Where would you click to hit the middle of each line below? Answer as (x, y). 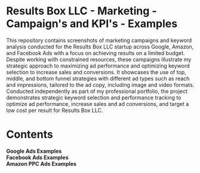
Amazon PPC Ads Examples (41, 163)
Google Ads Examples (34, 151)
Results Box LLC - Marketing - (81, 11)
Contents (30, 134)
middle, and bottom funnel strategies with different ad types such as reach (98, 78)
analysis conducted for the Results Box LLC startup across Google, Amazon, (100, 47)
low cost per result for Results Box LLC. (55, 110)
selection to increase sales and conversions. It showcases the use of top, (96, 72)
